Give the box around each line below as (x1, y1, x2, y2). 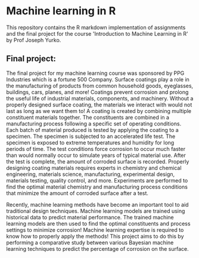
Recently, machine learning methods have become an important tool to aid (6, 201, 189, 208)
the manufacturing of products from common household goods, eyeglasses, (6, 82, 194, 89)
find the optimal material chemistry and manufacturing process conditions (6, 183, 188, 190)
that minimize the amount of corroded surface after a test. (6, 189, 149, 197)
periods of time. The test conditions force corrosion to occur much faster (6, 145, 186, 152)
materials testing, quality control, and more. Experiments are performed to (6, 177, 188, 184)
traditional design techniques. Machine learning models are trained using (6, 207, 185, 215)
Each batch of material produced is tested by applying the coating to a (6, 126, 179, 133)
